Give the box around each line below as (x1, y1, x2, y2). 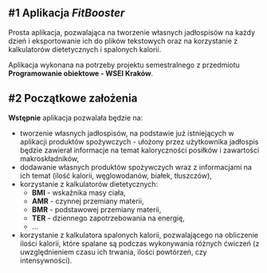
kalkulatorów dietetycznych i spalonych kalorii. (8, 44, 162, 54)
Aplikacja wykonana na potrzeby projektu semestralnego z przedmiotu (8, 60, 241, 69)
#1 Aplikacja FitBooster (8, 6, 125, 20)
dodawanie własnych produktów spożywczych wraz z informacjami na (19, 162, 253, 172)
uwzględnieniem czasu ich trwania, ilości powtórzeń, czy (19, 247, 207, 256)
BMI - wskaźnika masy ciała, (31, 188, 126, 197)
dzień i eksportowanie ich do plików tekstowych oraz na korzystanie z (8, 36, 238, 45)
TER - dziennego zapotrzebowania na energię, (31, 213, 185, 223)
